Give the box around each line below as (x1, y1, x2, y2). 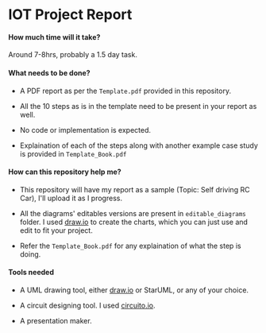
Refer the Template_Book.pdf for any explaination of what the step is (19, 241, 241, 250)
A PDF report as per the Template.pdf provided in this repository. (19, 86, 232, 95)
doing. (19, 249, 41, 259)
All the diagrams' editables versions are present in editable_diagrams (19, 208, 246, 218)
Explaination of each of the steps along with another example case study (19, 141, 258, 150)
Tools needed (8, 268, 54, 277)
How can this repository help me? (8, 167, 121, 176)
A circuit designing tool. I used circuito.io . (19, 300, 156, 310)
